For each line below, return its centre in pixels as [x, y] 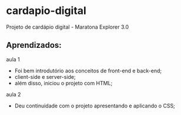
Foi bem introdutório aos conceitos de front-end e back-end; [88, 71]
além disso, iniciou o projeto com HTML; [63, 83]
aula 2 [14, 94]
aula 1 [13, 59]
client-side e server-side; [45, 76]
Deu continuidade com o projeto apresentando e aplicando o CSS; [95, 106]
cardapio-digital [46, 11]
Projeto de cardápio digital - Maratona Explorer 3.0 [68, 27]
